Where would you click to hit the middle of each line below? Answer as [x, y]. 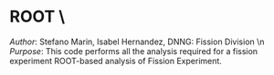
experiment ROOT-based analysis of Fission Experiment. [116, 61]
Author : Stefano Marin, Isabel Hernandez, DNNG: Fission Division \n [137, 42]
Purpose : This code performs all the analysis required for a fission [134, 51]
